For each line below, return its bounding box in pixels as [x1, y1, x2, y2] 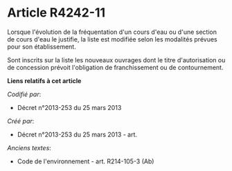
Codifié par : [7, 90, 42, 98]
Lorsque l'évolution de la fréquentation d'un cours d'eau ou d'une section [7, 28, 217, 36]
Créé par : [7, 116, 35, 125]
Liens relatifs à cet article [7, 76, 82, 84]
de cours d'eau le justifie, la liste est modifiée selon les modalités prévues [7, 35, 217, 43]
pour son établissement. [7, 42, 76, 51]
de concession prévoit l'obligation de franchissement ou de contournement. [7, 63, 224, 71]
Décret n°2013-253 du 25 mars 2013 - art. [17, 130, 137, 138]
